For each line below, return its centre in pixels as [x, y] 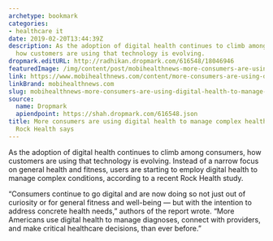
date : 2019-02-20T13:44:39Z [56, 39]
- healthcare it [36, 31]
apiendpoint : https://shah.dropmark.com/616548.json [107, 114]
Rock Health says [45, 129]
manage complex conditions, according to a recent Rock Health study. [126, 178]
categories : [28, 24]
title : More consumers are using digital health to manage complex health [138, 122]
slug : [17, 91]
